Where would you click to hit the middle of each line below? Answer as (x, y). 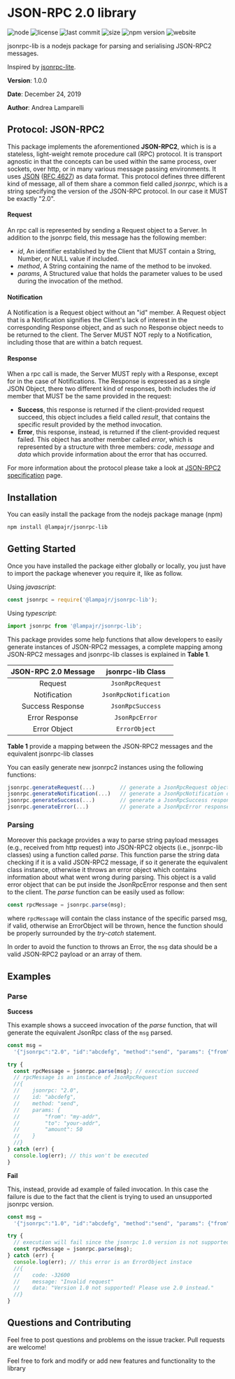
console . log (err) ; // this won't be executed (81, 1156)
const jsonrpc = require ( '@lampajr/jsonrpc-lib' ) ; (83, 600)
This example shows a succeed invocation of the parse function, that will (113, 1025)
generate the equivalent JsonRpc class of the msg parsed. (90, 1032)
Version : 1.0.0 (27, 80)
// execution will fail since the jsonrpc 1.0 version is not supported (122, 1242)
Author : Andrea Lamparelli (45, 107)
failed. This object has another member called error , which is (105, 440)
